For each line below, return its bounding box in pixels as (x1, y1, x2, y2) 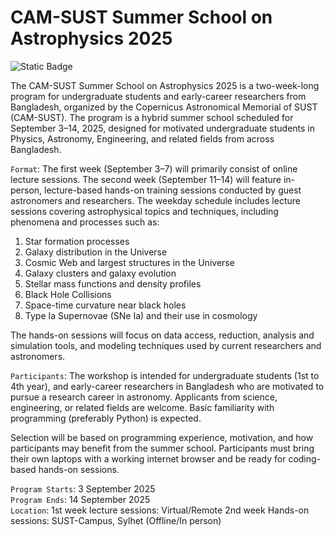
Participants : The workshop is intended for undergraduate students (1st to (10, 369, 320, 381)
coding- (288, 452, 322, 465)
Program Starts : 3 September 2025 (10, 482, 156, 495)
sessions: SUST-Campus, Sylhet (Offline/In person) (10, 514, 222, 526)
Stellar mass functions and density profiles (24, 277, 202, 290)
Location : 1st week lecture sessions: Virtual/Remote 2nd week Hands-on (10, 504, 310, 516)
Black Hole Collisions (24, 288, 112, 300)
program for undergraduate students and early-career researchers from (10, 90, 307, 102)
